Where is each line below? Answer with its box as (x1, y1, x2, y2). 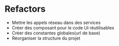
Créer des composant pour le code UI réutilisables (11, 24, 115, 30)
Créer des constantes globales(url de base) (11, 30, 101, 36)
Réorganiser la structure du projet (11, 35, 80, 41)
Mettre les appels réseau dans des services (11, 20, 101, 25)
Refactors (4, 3, 46, 15)
